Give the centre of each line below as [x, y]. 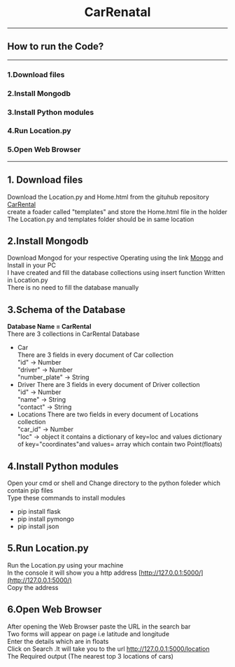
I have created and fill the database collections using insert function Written [116, 273]
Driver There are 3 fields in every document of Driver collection [109, 385]
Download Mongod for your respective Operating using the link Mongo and [115, 258]
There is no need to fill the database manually [73, 288]
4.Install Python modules [63, 466]
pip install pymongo [46, 519]
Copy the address [33, 587]
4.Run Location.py [39, 131]
